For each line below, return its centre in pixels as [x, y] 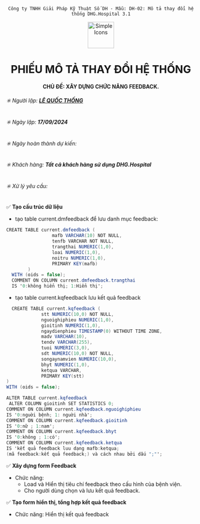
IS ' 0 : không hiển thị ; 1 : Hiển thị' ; [57, 286]
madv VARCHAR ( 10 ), [64, 337]
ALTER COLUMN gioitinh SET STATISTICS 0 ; [61, 404]
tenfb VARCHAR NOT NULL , [83, 241]
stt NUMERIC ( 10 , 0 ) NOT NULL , [77, 314]
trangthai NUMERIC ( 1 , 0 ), [83, 247]
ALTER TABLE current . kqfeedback [47, 398]
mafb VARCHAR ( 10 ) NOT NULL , [87, 236]
